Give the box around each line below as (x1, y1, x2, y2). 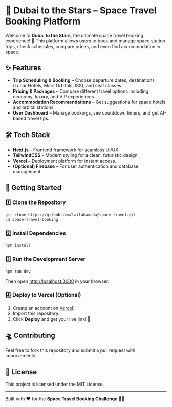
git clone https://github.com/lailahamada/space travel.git (5, 212, 137, 218)
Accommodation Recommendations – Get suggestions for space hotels (12, 99, 166, 105)
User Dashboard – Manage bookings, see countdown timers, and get (12, 109, 159, 116)
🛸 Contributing (5, 331, 55, 340)
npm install (5, 243, 31, 248)
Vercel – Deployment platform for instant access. (12, 157, 117, 164)
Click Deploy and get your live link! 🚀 (12, 315, 91, 322)
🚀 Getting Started (5, 183, 62, 192)
